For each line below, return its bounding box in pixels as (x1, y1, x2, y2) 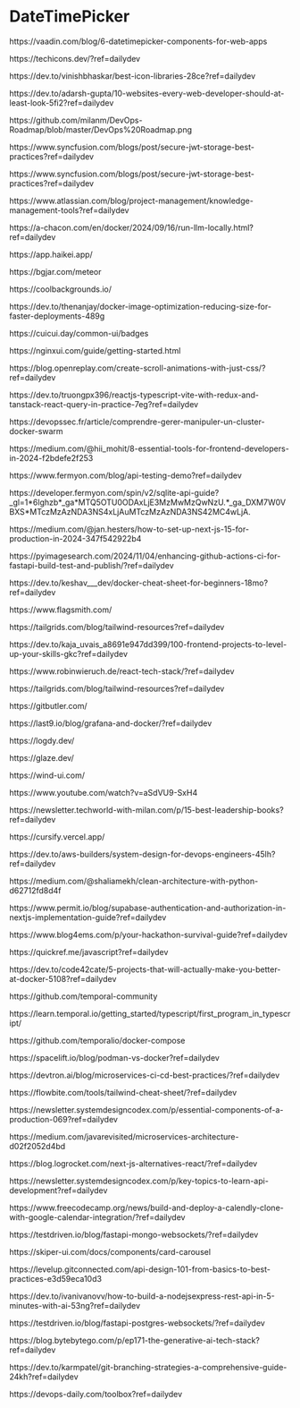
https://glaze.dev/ (9, 752, 74, 763)
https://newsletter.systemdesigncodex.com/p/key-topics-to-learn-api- (9, 1175, 270, 1186)
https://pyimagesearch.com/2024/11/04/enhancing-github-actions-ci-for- (9, 550, 281, 561)
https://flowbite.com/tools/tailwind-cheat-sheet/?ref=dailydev (9, 1087, 237, 1097)
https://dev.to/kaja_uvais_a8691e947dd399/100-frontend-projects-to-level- (9, 638, 287, 650)
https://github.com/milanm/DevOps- (9, 115, 143, 125)
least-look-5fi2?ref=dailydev (9, 97, 114, 108)
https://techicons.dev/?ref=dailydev (9, 53, 141, 64)
